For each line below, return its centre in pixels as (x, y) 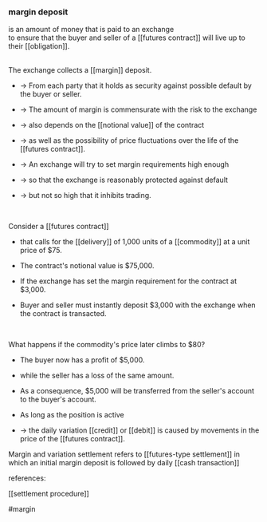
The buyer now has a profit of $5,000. (82, 360)
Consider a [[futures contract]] (59, 227)
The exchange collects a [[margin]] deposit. (80, 70)
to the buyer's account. (58, 399)
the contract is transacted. (63, 314)
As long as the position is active (72, 415)
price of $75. (41, 251)
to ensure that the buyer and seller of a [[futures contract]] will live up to (127, 38)
